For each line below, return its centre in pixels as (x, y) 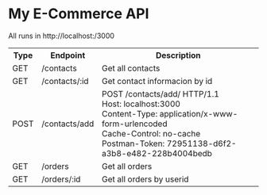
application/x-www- (199, 113)
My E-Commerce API (79, 14)
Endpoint (68, 55)
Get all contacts (131, 68)
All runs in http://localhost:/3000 (62, 36)
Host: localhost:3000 (141, 104)
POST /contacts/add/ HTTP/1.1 (161, 94)
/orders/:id (61, 179)
